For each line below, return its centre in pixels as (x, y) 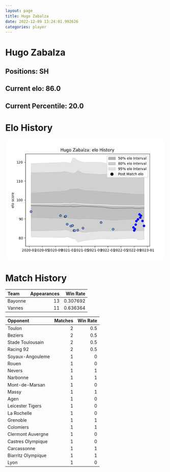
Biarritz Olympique (27, 456)
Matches (64, 321)
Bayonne (17, 301)
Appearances (45, 293)
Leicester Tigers (24, 406)
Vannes (15, 308)
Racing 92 (18, 349)
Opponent (18, 321)
